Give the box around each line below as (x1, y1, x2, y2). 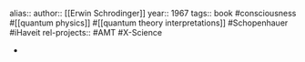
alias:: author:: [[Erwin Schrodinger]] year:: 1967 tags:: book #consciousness (9, 8, 297, 18)
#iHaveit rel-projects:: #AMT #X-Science (9, 27, 162, 37)
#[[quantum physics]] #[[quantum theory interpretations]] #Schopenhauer (9, 17, 289, 28)
